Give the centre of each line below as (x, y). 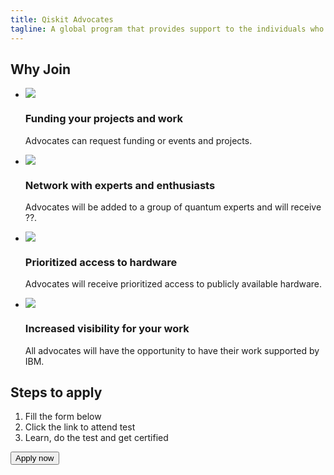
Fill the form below (63, 417)
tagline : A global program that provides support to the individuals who (167, 29)
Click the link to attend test (80, 427)
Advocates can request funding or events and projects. (138, 140)
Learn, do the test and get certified (96, 438)
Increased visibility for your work (107, 329)
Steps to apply (56, 392)
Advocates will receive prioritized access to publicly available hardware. (173, 284)
